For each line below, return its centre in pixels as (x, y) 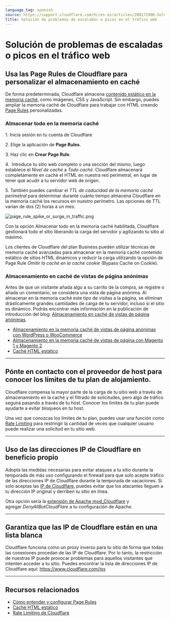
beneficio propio (32, 458)
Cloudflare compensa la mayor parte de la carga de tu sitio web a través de (84, 392)
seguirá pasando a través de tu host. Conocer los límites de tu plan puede (82, 402)
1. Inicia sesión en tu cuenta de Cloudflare (49, 135)
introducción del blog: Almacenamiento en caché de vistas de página (77, 314)
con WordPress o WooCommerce (47, 335)
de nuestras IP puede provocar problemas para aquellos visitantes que (79, 558)
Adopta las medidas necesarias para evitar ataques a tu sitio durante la (79, 470)
